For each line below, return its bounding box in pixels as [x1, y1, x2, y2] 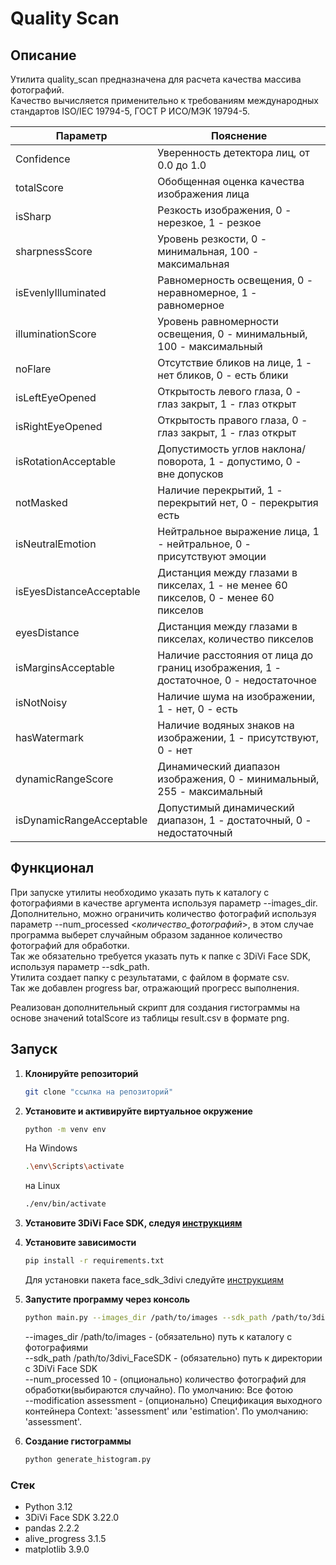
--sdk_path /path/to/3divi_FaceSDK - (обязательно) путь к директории [24, 1352, 323, 1364]
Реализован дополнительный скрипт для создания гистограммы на [10, 1001, 301, 1013]
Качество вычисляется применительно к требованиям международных [10, 95, 319, 106]
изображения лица [157, 187, 250, 201]
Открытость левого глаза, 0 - [157, 385, 302, 398]
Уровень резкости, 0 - [157, 232, 268, 246]
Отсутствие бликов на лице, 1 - [157, 356, 313, 369]
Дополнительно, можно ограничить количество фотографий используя [10, 907, 317, 919]
